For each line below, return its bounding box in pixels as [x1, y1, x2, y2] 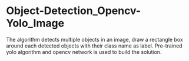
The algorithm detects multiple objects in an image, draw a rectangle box [6, 36, 184, 43]
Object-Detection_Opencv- [6, 4, 141, 18]
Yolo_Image [6, 16, 65, 30]
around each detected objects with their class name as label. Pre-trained [6, 42, 183, 49]
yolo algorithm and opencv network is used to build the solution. [6, 48, 162, 55]
